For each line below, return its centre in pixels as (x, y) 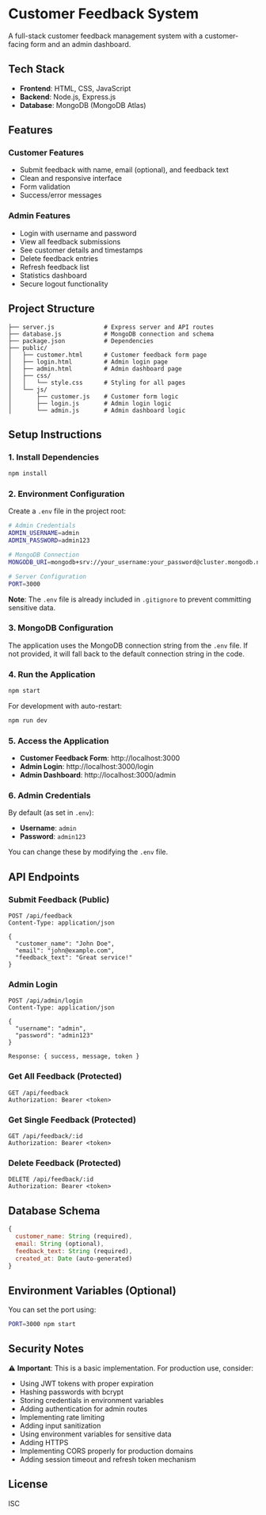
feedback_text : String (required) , (74, 1251)
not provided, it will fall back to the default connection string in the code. (127, 654)
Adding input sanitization (60, 1425)
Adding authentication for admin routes (84, 1409)
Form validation (45, 186)
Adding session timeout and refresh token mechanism (108, 1459)
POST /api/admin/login (46, 1001)
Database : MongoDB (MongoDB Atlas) (83, 105)
